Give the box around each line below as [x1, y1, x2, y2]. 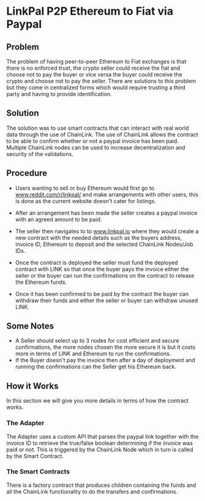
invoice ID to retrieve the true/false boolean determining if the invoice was [6, 439, 193, 447]
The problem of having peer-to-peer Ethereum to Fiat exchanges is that [6, 58, 187, 65]
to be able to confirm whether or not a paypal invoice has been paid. [6, 137, 179, 144]
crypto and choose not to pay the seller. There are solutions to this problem [6, 78, 196, 84]
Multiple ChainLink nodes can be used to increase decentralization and [6, 144, 185, 151]
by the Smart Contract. [6, 452, 64, 459]
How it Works [6, 380, 59, 391]
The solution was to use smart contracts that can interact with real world [6, 124, 189, 132]
